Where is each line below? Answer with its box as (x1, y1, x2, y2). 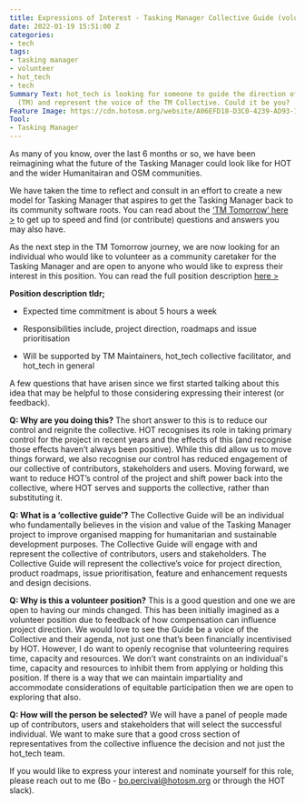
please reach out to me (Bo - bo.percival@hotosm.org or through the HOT (9, 775, 286, 786)
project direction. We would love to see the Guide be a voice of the (9, 624, 259, 635)
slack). (9, 785, 34, 796)
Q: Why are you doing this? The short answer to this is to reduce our (9, 415, 268, 426)
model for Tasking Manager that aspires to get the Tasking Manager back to (9, 195, 293, 206)
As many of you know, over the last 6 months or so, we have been (9, 148, 256, 159)
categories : (9, 30, 54, 39)
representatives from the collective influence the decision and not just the (9, 739, 286, 749)
